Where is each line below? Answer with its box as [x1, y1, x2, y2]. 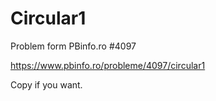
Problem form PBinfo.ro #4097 [10, 40, 137, 52]
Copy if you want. [10, 78, 83, 91]
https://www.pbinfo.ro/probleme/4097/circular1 [10, 59, 206, 71]
